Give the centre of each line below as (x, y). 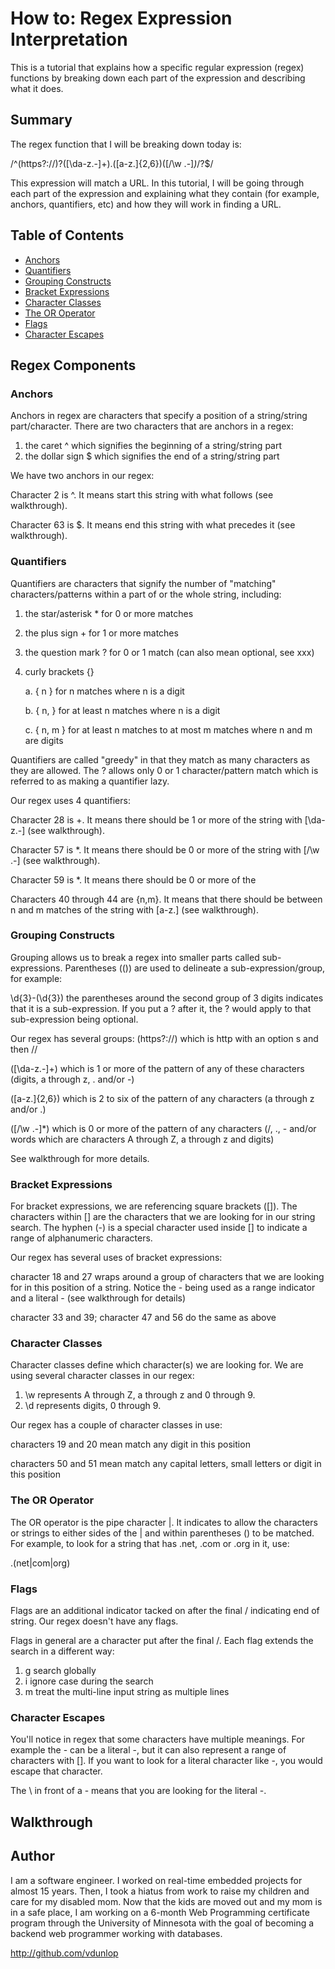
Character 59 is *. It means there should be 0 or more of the (133, 879)
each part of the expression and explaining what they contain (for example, (165, 193)
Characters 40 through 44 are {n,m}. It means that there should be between (166, 899)
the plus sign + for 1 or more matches (101, 633)
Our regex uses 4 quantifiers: (70, 800)
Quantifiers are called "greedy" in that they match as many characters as (160, 759)
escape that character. (56, 1771)
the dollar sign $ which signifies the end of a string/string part (152, 456)
